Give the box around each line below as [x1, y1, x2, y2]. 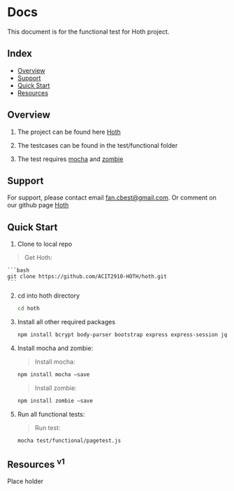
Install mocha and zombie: [17, 344, 94, 352]
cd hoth [17, 305, 40, 312]
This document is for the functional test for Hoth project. [7, 27, 170, 36]
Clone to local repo [17, 240, 73, 249]
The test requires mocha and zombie [17, 155, 124, 163]
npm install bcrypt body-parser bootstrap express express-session [17, 331, 218, 338]
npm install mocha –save [17, 371, 90, 378]
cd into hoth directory [17, 291, 80, 300]
